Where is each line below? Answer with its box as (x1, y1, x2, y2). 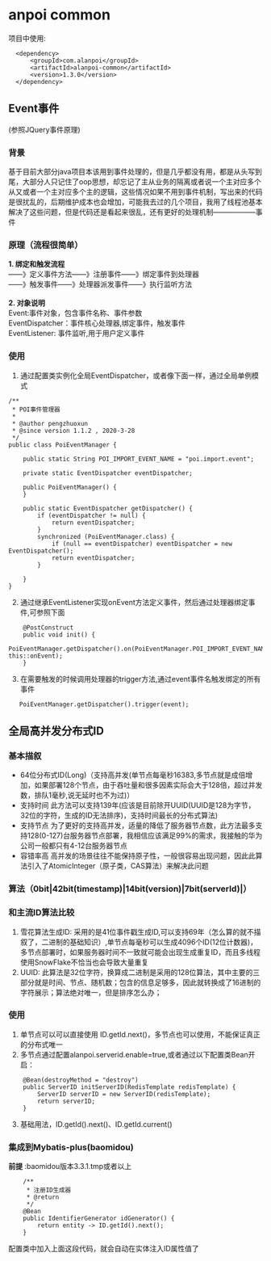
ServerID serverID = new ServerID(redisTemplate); (37, 1090, 211, 1098)
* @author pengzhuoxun (11, 419, 89, 427)
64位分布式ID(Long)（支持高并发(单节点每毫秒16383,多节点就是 (19, 770, 231, 780)
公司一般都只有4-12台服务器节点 (19, 841, 127, 851)
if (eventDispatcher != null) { (37, 511, 147, 519)
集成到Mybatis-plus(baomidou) (8, 1141, 135, 1153)
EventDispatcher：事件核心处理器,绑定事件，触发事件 (8, 318, 186, 328)
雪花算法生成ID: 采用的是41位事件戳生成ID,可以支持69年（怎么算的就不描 (19, 927, 261, 936)
